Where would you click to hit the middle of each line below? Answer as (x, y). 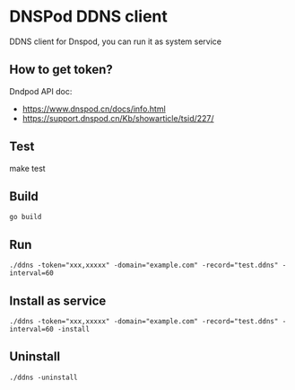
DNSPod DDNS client (89, 17)
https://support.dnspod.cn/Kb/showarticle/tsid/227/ (118, 118)
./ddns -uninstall (43, 377)
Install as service (58, 301)
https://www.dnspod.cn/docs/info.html (94, 109)
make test (28, 168)
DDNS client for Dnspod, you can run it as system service (116, 41)
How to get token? (61, 70)
